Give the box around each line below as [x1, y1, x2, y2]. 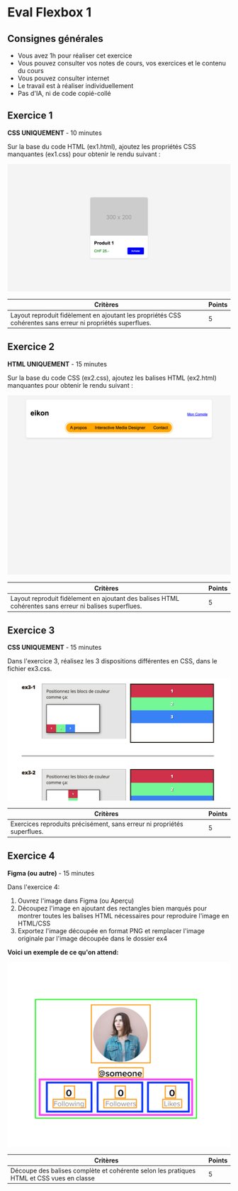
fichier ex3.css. [7, 665, 52, 673]
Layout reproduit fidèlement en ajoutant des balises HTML [10, 594, 180, 603]
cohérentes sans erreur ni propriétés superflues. [10, 318, 152, 327]
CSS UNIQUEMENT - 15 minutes [7, 643, 102, 652]
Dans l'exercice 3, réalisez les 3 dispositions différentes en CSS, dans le [7, 657, 217, 665]
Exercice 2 [7, 341, 55, 353]
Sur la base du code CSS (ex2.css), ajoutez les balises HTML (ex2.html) [7, 374, 217, 382]
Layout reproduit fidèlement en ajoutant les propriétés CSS [10, 310, 182, 320]
